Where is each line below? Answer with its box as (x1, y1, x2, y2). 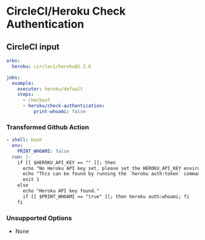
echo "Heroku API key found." (22, 188, 99, 194)
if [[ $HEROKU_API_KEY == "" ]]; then (17, 159, 116, 165)
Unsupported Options (6, 214, 72, 222)
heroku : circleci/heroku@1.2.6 (12, 63, 92, 70)
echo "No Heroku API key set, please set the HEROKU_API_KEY (22, 165, 182, 172)
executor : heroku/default (17, 85, 84, 92)
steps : (17, 92, 34, 98)
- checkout (22, 97, 51, 103)
